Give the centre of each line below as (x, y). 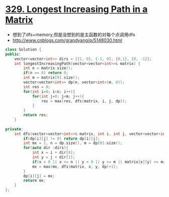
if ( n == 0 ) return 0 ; (46, 73)
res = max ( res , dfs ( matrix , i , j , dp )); (84, 101)
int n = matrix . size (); (48, 68)
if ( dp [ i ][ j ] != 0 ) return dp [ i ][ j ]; (62, 139)
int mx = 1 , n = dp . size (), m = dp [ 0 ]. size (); (73, 143)
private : (14, 129)
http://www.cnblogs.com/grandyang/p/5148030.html (67, 40)
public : (13, 54)
